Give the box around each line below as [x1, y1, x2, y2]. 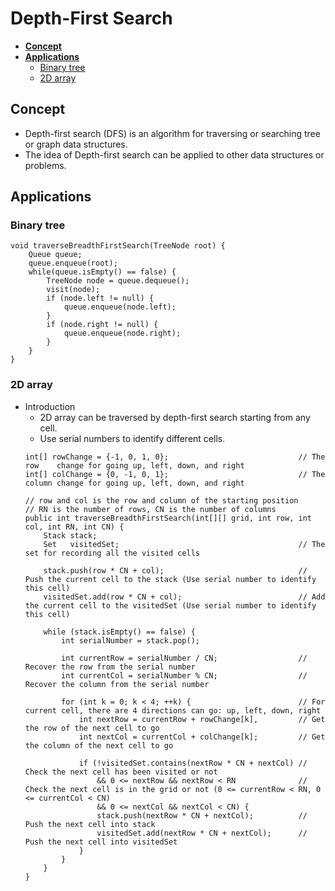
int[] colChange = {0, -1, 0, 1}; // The [24, 469, 326, 479]
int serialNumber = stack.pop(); [61, 635, 200, 646]
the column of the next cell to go [24, 740, 174, 751]
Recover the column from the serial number [24, 679, 210, 689]
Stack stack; [43, 530, 98, 541]
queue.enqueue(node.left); [63, 302, 177, 312]
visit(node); [46, 285, 101, 295]
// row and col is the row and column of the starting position [24, 495, 299, 506]
